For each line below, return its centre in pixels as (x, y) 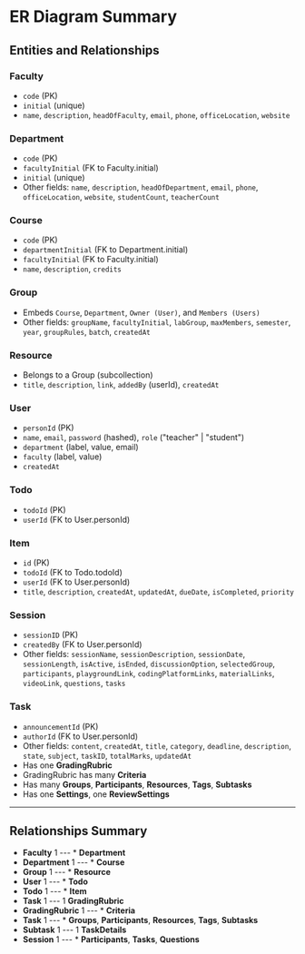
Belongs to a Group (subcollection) (88, 375)
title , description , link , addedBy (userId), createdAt (121, 385)
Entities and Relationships (85, 50)
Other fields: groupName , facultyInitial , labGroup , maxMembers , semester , (157, 322)
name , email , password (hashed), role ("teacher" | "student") (133, 438)
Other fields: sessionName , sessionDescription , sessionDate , (134, 654)
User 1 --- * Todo (55, 881)
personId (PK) (48, 428)
